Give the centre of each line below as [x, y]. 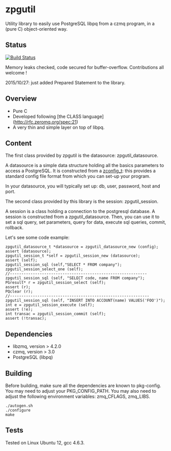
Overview [21, 99]
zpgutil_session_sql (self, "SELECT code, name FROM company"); [75, 278]
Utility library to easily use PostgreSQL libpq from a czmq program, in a [80, 23]
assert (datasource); [28, 251]
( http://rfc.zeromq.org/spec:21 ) [45, 122]
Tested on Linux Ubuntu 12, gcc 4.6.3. [45, 442]
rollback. [15, 228]
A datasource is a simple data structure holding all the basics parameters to [85, 165]
